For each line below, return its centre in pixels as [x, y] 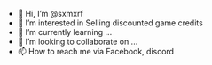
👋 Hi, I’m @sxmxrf [51, 14]
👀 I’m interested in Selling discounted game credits [110, 23]
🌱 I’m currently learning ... [65, 32]
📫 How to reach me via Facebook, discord [96, 51]
